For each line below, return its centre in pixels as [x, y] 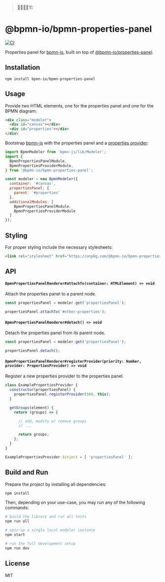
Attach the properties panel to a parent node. [51, 294]
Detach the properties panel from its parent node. [55, 333]
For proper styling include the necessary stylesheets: [59, 247]
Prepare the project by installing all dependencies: [56, 484]
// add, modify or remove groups [52, 421]
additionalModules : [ [32, 202]
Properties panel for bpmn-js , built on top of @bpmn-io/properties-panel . [79, 52]
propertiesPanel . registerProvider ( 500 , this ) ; [62, 395]
